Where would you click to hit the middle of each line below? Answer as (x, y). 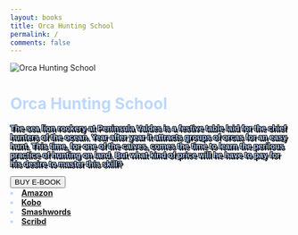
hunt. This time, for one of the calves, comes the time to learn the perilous (147, 147)
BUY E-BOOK (38, 183)
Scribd (34, 222)
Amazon (37, 193)
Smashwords (46, 212)
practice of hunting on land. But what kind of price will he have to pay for (145, 155)
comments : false (40, 42)
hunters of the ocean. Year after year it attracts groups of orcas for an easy (149, 138)
